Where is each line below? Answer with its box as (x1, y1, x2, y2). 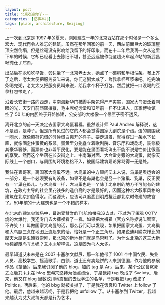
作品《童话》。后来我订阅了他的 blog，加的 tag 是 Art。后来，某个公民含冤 (5, 264, 154, 270)
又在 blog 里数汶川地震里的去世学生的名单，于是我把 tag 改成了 (18, 276, 146, 282)
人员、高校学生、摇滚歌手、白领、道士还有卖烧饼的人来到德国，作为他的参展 (5, 258, 160, 264)
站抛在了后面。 (5, 60, 35, 65)
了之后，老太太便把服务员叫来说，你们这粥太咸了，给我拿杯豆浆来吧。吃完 (5, 76, 156, 82)
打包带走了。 (9, 89, 35, 94)
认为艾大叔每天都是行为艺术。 (13, 295, 74, 301)
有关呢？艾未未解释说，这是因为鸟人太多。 (26, 241, 113, 247)
